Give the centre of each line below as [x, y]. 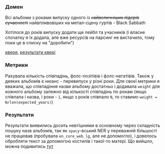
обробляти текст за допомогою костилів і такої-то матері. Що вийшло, [79, 141]
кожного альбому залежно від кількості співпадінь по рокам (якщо [76, 92]
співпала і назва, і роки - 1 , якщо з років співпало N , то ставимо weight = [81, 96]
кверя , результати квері [30, 52]
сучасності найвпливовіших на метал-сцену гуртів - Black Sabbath [75, 23]
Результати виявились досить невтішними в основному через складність [82, 125]
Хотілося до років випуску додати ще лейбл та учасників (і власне [75, 32]
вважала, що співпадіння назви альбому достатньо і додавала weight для [82, 86]
